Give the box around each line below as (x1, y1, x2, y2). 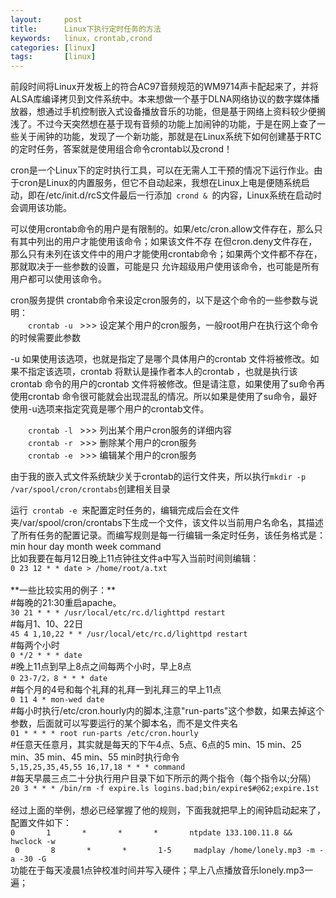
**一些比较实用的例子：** (10, 584, 117, 596)
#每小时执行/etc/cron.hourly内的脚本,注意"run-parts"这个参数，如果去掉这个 (10, 705, 325, 717)
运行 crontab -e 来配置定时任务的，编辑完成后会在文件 (10, 504, 240, 516)
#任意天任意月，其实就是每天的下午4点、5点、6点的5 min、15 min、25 (10, 739, 302, 751)
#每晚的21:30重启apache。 (10, 597, 122, 609)
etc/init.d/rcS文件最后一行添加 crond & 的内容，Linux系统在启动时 (48, 189, 322, 201)
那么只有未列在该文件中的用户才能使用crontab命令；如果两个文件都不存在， (10, 248, 323, 260)
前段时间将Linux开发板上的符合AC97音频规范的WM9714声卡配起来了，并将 (10, 81, 319, 93)
